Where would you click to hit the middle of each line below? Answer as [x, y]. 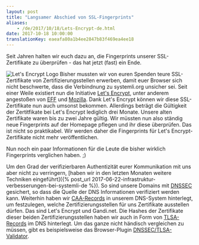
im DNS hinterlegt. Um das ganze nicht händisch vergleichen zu [106, 223]
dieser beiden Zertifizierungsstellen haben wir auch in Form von [84, 217]
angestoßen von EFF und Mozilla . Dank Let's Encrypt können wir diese [93, 99]
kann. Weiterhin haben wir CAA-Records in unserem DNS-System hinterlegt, [99, 198]
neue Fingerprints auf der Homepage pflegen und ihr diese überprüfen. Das [99, 125]
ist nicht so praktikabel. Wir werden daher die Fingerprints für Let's [88, 131]
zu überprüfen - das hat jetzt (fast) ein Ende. [87, 62]
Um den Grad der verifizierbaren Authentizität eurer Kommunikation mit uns [99, 167]
